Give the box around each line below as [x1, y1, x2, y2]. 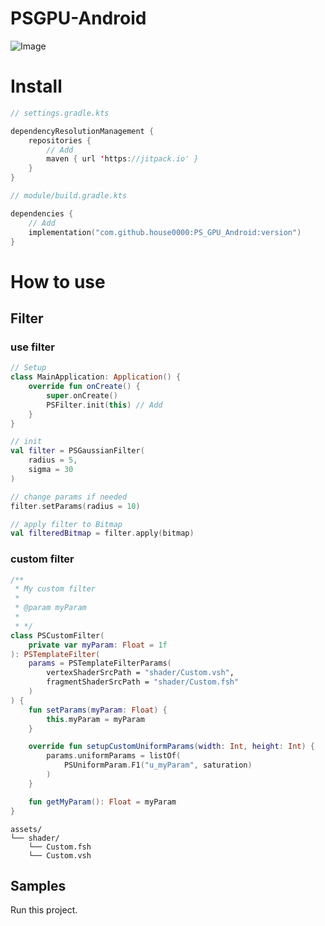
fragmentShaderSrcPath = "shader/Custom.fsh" [46, 677, 240, 687]
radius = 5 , [28, 455, 78, 466]
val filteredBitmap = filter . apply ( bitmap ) [10, 528, 195, 539]
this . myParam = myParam [46, 714, 145, 724]
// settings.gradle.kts [10, 108, 110, 118]
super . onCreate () [46, 390, 118, 401]
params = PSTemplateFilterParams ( [28, 658, 172, 669]
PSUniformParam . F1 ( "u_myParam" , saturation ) [63, 760, 253, 771]
